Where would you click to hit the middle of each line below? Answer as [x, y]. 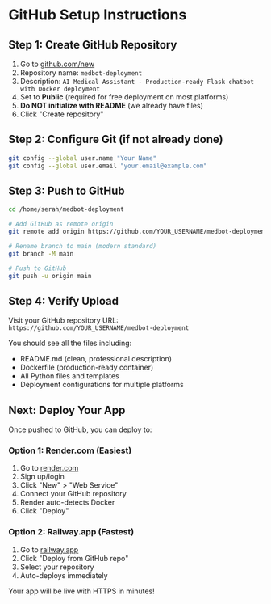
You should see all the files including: [70, 343]
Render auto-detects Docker [67, 502]
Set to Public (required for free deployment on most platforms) [124, 97]
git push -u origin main [50, 276]
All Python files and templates [69, 376]
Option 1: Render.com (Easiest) [70, 450]
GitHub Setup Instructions [98, 15]
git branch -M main [41, 253]
